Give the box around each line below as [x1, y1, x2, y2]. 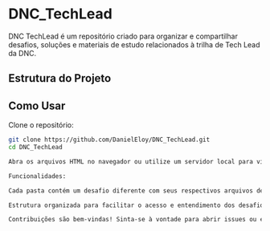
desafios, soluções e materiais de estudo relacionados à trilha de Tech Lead [8, 39, 260, 49]
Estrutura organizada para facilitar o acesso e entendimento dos [8, 201, 235, 209]
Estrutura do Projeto [8, 71, 112, 85]
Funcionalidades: [8, 172, 67, 180]
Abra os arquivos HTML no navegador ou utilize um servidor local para [8, 157, 253, 165]
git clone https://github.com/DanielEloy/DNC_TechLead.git [8, 136, 211, 144]
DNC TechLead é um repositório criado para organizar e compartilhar [8, 31, 239, 41]
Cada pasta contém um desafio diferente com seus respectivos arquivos [8, 186, 253, 195]
